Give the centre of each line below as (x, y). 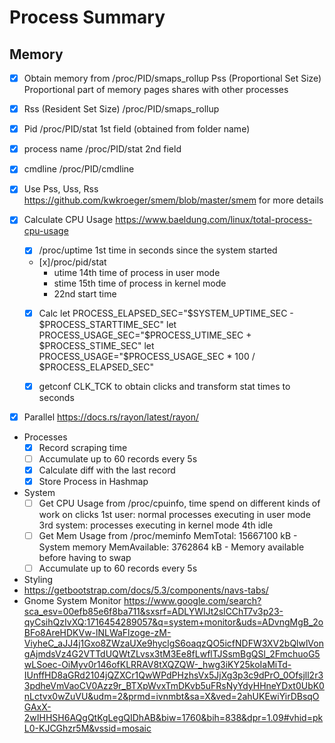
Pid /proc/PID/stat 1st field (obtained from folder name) (137, 129)
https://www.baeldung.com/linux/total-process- (214, 220)
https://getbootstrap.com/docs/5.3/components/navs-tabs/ (146, 590)
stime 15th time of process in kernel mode (140, 283)
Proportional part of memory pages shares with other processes (156, 90)
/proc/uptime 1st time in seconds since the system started (158, 250)
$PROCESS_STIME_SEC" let (96, 345)
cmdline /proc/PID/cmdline (79, 169)
